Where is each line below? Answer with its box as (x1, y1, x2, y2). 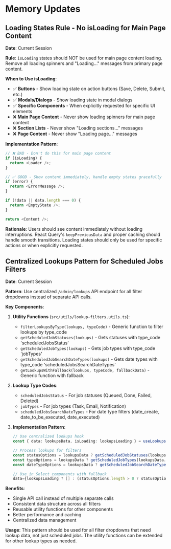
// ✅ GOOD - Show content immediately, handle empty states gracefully (5, 174, 162, 180)
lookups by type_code (20, 329, 67, 335)
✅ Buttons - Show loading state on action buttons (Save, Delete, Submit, (12, 85, 166, 92)
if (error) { (5, 179, 33, 184)
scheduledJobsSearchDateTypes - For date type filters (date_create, (20, 409, 159, 415)
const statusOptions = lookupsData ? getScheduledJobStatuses (12, 452, 148, 458)
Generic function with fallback (20, 372, 84, 379)
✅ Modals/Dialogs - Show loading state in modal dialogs (12, 97, 133, 103)
